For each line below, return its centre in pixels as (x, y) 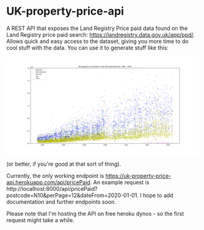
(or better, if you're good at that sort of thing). (64, 164)
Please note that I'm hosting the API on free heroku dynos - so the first (95, 214)
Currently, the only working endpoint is (55, 176)
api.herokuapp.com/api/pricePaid (48, 182)
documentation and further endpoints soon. (61, 202)
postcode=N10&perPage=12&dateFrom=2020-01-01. (73, 195)
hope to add (158, 195)
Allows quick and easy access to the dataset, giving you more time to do (97, 41)
